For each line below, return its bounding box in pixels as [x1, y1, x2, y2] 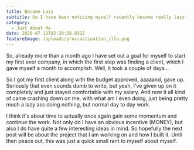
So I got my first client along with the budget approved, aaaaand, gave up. [6, 76, 185, 83]
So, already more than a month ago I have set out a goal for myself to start [6, 52, 186, 59]
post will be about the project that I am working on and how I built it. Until [6, 131, 183, 138]
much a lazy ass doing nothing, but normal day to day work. [6, 101, 151, 108]
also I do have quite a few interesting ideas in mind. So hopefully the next [6, 125, 183, 132]
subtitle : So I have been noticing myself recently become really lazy [6, 14, 185, 20]
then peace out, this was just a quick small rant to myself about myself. [6, 138, 178, 144]
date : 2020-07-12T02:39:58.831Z [6, 31, 85, 36]
